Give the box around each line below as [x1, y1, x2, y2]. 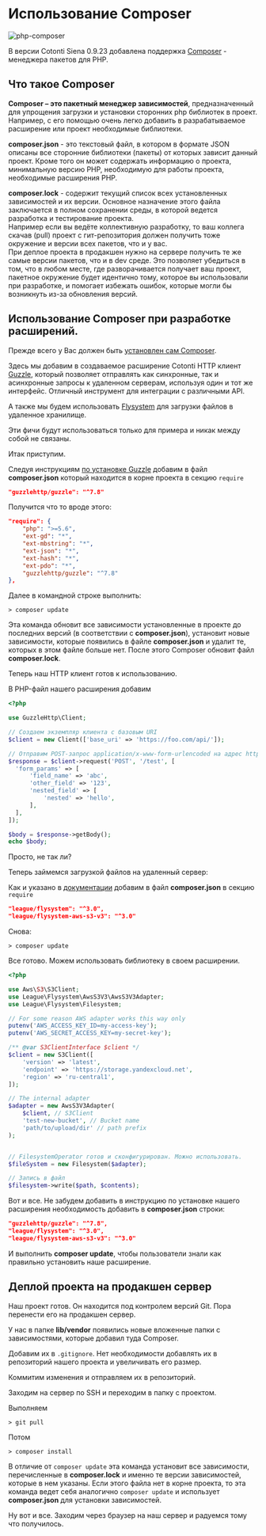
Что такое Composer [8, 78, 115, 91]
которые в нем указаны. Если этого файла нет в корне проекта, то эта [8, 1478, 246, 1488]
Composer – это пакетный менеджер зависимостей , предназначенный [8, 98, 254, 108]
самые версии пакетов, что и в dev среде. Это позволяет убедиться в [8, 255, 246, 265]
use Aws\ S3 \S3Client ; [8, 985, 80, 994]
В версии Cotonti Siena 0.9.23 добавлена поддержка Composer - [8, 46, 227, 55]
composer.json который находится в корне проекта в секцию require [8, 473, 244, 482]
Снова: [8, 927, 32, 937]
